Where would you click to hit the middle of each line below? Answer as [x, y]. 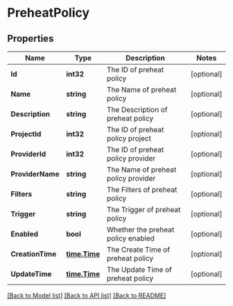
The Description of [137, 110]
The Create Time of [138, 250]
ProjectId [26, 134]
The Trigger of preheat [144, 210]
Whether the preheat [140, 229]
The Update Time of [139, 269]
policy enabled [130, 238]
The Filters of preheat [142, 190]
